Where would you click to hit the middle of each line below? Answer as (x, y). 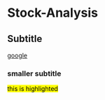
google (17, 55)
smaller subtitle (34, 73)
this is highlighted (33, 89)
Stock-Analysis (53, 13)
